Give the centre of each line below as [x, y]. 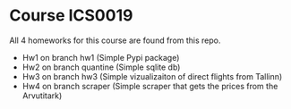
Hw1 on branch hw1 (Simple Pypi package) [101, 57]
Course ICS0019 [71, 16]
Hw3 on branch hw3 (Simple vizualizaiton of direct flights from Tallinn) [152, 76]
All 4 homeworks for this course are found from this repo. [115, 40]
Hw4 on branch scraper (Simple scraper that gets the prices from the [150, 86]
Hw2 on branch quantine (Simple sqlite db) [101, 67]
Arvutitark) [42, 96]
